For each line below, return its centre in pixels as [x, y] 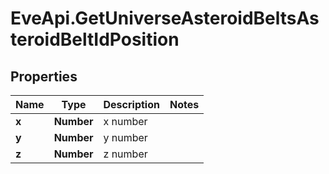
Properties [44, 76]
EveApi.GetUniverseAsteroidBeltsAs [165, 18]
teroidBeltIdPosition [95, 39]
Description [131, 104]
